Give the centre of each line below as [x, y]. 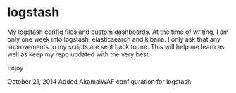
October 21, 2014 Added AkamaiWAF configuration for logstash [99, 81]
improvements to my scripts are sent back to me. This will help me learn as [116, 46]
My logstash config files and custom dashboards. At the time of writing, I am [118, 32]
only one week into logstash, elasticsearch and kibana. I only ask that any [114, 39]
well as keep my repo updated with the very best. [79, 54]
